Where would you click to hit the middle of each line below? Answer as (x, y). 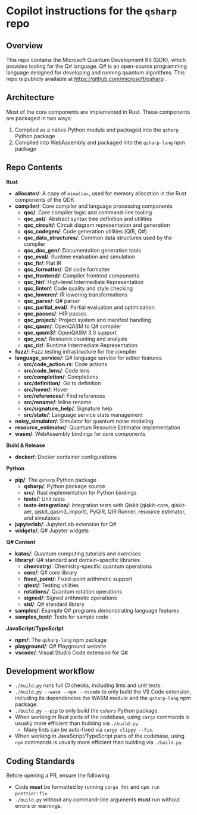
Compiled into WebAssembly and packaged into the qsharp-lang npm (100, 142)
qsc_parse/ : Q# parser (52, 301)
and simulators (42, 518)
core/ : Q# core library (50, 572)
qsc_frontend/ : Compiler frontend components (82, 276)
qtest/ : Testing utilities (51, 585)
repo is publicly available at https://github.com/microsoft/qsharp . (86, 79)
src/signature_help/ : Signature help (68, 408)
